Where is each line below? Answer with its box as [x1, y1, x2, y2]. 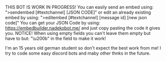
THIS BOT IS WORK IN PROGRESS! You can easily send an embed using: [5, 4, 154, 10]
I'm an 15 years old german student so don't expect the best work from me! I [5, 45, 161, 51]
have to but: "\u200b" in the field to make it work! [5, 35, 106, 41]
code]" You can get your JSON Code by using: [5, 20, 101, 26]
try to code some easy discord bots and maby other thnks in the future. [5, 50, 151, 56]
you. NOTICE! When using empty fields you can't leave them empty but [5, 30, 151, 36]
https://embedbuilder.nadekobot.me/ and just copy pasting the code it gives [5, 25, 161, 31]
